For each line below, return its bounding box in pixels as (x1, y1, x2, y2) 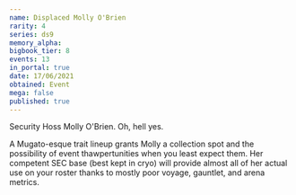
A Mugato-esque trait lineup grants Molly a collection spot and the (9, 138, 255, 149)
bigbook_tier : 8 (9, 47, 70, 56)
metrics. (9, 177, 40, 188)
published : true (9, 96, 70, 106)
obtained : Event (9, 80, 70, 89)
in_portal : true (9, 64, 70, 73)
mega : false (9, 88, 54, 97)
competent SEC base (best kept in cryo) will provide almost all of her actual (9, 158, 288, 169)
